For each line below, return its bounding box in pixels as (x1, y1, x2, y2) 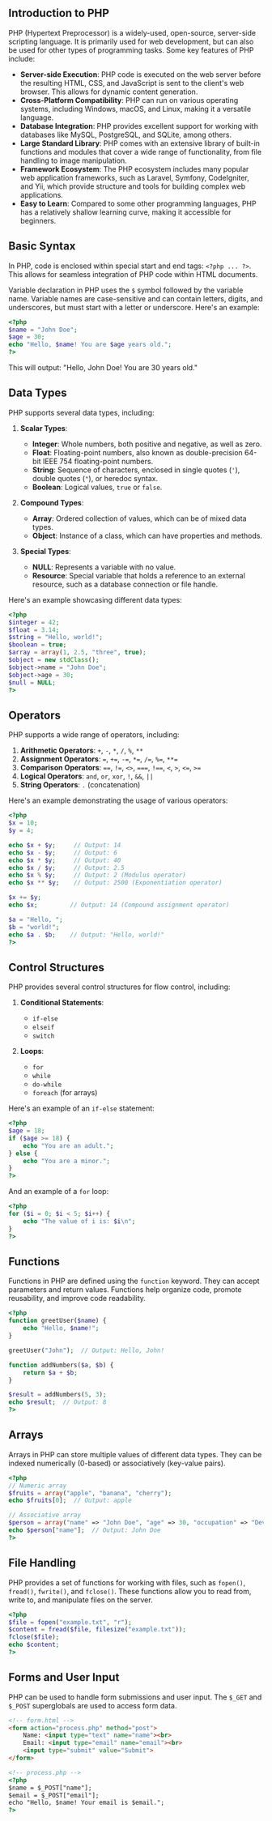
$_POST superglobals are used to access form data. (8, 1700, 177, 1710)
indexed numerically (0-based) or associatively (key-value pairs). (8, 1458, 226, 1468)
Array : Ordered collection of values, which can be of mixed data (32, 514, 247, 523)
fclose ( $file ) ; (8, 1633, 60, 1641)
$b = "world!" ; (8, 923, 60, 931)
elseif (32, 1024, 55, 1032)
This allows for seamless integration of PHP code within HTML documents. (8, 269, 258, 279)
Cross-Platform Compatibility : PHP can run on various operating (19, 95, 239, 104)
